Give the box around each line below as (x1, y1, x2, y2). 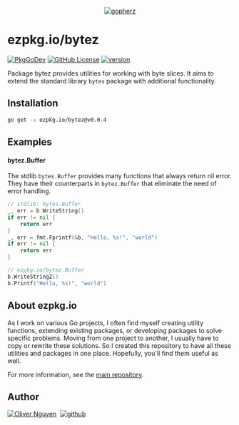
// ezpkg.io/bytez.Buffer (7, 267, 84, 274)
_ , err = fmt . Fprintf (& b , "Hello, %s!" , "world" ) (7, 234, 158, 241)
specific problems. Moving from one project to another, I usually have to (7, 334, 219, 342)
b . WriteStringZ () (7, 273, 59, 280)
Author (7, 391, 39, 403)
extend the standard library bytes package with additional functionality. (7, 76, 216, 85)
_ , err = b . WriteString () (7, 208, 84, 215)
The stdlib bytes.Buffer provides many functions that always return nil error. (7, 172, 232, 180)
